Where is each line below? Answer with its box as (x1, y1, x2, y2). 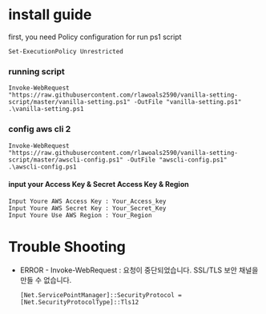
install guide (8, 6, 92, 24)
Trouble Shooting (8, 237, 127, 256)
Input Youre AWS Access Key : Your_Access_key (8, 197, 167, 205)
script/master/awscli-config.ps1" (8, 156, 124, 164)
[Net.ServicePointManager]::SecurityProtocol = (19, 291, 182, 299)
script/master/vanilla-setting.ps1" (8, 98, 131, 106)
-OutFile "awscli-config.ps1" (127, 156, 228, 164)
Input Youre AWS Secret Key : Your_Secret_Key (8, 204, 167, 213)
